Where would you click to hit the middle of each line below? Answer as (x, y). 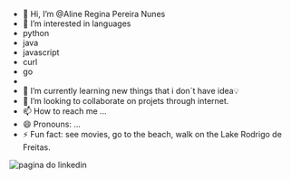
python (36, 33)
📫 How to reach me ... (64, 111)
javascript (41, 52)
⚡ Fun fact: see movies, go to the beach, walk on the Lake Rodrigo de (152, 134)
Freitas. (37, 147)
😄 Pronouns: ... (52, 124)
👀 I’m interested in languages (77, 24)
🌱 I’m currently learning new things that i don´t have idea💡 (131, 91)
